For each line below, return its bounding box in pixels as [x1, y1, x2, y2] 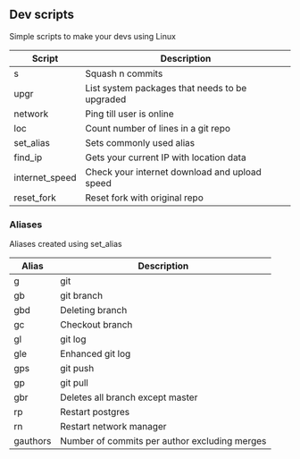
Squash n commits [85, 67, 163, 80]
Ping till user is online [85, 107, 174, 120]
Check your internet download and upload [85, 166, 262, 178]
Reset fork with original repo [85, 191, 204, 204]
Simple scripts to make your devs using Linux [9, 30, 177, 41]
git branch [60, 290, 104, 302]
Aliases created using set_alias [9, 239, 122, 250]
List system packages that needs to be [85, 81, 247, 94]
